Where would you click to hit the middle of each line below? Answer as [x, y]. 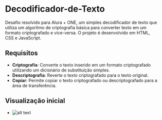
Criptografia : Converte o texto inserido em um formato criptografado [81, 65]
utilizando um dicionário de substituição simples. [61, 70]
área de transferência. [34, 86]
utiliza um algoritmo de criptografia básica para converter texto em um [76, 27]
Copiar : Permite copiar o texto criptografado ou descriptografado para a [85, 80]
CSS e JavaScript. [23, 38]
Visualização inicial [35, 101]
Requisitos [21, 53]
